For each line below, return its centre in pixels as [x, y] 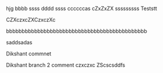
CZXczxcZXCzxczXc [31, 20]
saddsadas [19, 42]
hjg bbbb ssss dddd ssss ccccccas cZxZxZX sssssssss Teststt [82, 8]
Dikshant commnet [29, 54]
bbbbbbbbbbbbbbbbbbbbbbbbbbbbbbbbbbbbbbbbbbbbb [77, 31]
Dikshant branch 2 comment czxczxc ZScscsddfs [66, 65]
